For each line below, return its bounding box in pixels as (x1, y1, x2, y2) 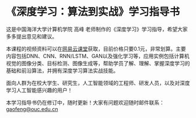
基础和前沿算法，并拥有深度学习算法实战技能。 (6, 67, 118, 74)
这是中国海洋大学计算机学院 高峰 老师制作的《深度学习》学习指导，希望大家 (6, 26, 188, 33)
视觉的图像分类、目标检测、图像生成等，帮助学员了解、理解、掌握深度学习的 (6, 59, 190, 67)
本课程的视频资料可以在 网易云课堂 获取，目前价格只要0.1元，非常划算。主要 (6, 45, 186, 52)
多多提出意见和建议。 (6, 33, 57, 40)
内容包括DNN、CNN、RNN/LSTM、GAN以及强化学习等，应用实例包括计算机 (6, 52, 190, 59)
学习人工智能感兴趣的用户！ (6, 87, 73, 94)
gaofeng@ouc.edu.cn (6, 105, 58, 112)
